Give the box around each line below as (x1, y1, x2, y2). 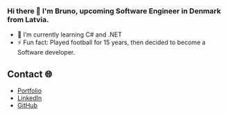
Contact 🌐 (7, 68, 53, 80)
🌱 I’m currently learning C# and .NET (17, 30, 123, 39)
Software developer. (17, 48, 76, 57)
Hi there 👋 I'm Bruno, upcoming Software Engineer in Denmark (7, 6, 221, 16)
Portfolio (17, 86, 42, 95)
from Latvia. (7, 14, 49, 24)
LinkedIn (17, 94, 42, 102)
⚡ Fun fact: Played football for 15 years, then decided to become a (17, 38, 206, 47)
